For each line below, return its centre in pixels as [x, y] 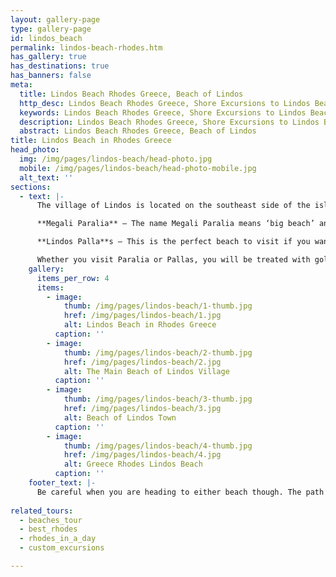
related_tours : [42, 511]
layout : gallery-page [55, 19]
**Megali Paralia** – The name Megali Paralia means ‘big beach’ [175, 224]
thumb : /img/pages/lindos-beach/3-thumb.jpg [158, 399]
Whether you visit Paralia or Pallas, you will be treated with [173, 260]
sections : [31, 187]
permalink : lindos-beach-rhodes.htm [86, 47]
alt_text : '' [46, 177]
